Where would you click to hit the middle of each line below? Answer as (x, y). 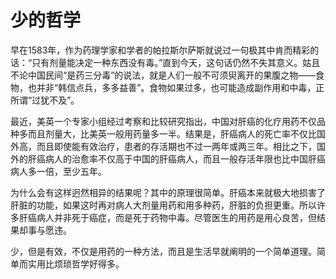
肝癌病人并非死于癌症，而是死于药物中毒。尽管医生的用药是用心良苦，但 (167, 217)
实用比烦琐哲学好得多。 (76, 263)
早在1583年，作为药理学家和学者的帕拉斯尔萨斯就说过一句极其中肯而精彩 (160, 50)
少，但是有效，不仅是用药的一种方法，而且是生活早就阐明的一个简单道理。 (163, 251)
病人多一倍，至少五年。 (58, 171)
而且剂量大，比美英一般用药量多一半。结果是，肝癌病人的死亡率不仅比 (172, 133)
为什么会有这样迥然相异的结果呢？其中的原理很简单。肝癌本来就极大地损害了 (168, 192)
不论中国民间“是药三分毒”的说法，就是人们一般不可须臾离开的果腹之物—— (163, 75)
